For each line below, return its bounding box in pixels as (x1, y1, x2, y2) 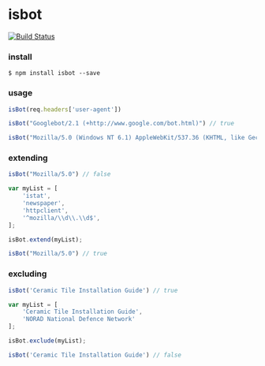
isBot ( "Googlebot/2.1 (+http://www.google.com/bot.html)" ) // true (8, 120, 235, 128)
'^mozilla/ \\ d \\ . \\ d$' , (22, 214, 101, 222)
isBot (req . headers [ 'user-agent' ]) (8, 105, 122, 114)
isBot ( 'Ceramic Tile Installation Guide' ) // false (8, 351, 181, 359)
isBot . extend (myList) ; (8, 235, 83, 244)
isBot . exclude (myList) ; (8, 337, 87, 345)
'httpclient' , (22, 207, 69, 215)
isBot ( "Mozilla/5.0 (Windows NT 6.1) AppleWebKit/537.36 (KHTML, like (8, 134, 245, 142)
